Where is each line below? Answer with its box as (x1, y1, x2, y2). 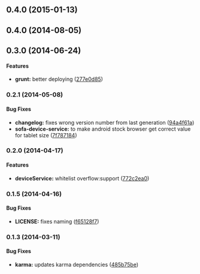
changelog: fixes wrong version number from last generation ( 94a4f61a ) (14, 119, 195, 126)
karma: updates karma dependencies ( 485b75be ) (14, 261, 139, 268)
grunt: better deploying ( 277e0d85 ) (14, 76, 104, 83)
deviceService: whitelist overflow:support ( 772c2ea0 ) (14, 174, 150, 182)
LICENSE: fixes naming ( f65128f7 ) (14, 218, 99, 225)
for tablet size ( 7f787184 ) (14, 131, 77, 138)
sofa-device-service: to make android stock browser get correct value (14, 125, 191, 133)
